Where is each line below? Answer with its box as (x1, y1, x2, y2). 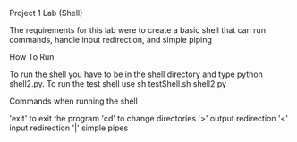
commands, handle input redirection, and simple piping (9, 35, 212, 45)
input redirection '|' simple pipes (9, 122, 129, 133)
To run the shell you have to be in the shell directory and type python (9, 69, 264, 79)
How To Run (9, 52, 55, 62)
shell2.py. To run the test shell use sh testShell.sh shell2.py (9, 79, 226, 88)
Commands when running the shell (9, 96, 139, 106)
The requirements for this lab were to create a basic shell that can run (9, 25, 267, 35)
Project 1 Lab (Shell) (9, 8, 83, 18)
